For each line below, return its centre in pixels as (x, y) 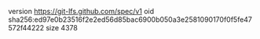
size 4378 (62, 28)
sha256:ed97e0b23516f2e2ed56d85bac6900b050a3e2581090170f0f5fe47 (130, 19)
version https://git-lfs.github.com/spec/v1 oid (81, 11)
